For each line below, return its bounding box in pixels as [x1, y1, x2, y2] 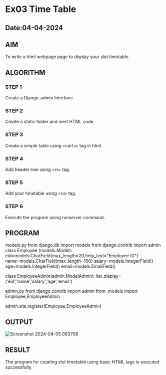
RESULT [5, 345, 30, 354]
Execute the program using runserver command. [5, 214, 105, 220]
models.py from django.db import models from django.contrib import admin [5, 242, 161, 248]
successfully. [5, 364, 32, 370]
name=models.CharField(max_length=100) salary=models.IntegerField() [5, 258, 153, 264]
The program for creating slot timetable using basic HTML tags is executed [5, 359, 160, 364]
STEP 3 [5, 131, 23, 138]
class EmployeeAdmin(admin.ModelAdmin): [5, 273, 95, 279]
